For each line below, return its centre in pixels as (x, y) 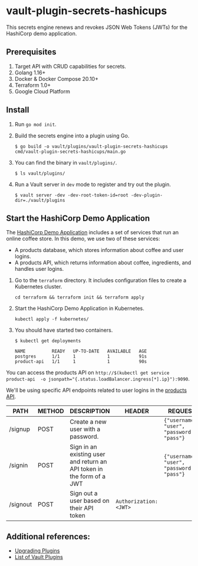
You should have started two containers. (64, 330)
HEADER (137, 411)
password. (84, 437)
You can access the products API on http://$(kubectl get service (88, 372)
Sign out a (84, 493)
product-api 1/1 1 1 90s (81, 362)
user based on (90, 501)
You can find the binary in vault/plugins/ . (66, 162)
